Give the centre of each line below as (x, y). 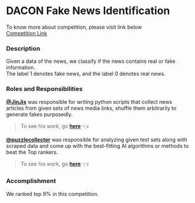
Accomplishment (31, 181)
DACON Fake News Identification (88, 11)
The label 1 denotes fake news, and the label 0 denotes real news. (86, 74)
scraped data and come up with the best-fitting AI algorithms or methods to (97, 146)
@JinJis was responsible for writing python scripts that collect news (89, 101)
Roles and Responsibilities (45, 89)
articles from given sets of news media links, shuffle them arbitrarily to (91, 108)
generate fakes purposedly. (39, 114)
